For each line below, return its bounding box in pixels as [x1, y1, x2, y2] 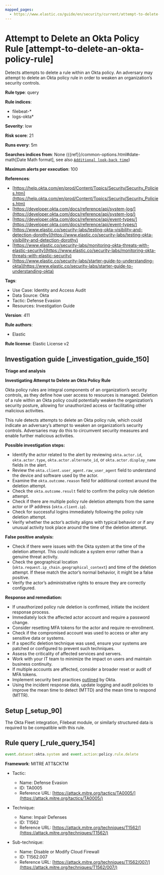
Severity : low [5, 123, 33, 129]
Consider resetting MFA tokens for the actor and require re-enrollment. [12, 625, 155, 631]
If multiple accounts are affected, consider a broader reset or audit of [12, 666, 152, 673]
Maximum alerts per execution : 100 [5, 166, 78, 172]
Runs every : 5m [5, 142, 38, 148]
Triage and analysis [5, 368, 46, 374]
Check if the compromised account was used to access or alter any [12, 630, 148, 636]
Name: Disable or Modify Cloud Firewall [19, 849, 100, 854]
